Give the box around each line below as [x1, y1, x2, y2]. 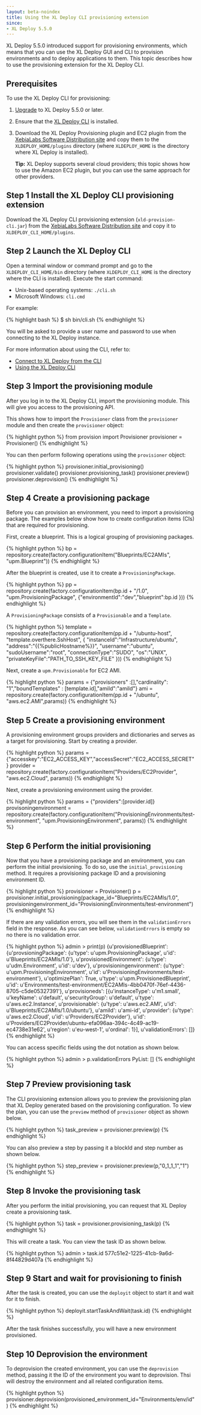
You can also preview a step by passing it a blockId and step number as [6, 1144, 184, 1151]
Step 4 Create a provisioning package [6, 493, 150, 503]
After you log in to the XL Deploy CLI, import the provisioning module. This [6, 397, 190, 404]
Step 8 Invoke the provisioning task [6, 1186, 141, 1196]
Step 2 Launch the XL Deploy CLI [6, 246, 131, 256]
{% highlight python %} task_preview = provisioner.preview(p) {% [6, 1126, 169, 1133]
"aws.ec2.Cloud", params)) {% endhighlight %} [6, 774, 123, 782]
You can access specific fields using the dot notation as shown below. [6, 1044, 180, 1051]
